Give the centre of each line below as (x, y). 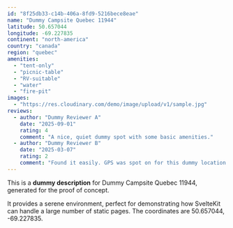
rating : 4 (34, 130)
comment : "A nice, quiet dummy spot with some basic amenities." (117, 137)
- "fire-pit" (32, 91)
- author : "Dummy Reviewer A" (57, 117)
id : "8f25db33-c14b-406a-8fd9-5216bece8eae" (73, 14)
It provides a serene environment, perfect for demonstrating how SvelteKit (114, 204)
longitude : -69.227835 (40, 33)
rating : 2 (34, 157)
